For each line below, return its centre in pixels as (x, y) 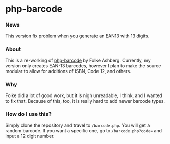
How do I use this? (29, 114)
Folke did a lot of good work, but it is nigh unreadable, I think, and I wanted (84, 95)
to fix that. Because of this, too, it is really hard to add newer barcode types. (85, 101)
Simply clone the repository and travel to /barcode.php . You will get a (78, 125)
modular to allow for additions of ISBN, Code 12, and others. (68, 71)
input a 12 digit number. (30, 136)
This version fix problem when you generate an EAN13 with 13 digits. (77, 36)
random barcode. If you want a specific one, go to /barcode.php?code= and (84, 131)
